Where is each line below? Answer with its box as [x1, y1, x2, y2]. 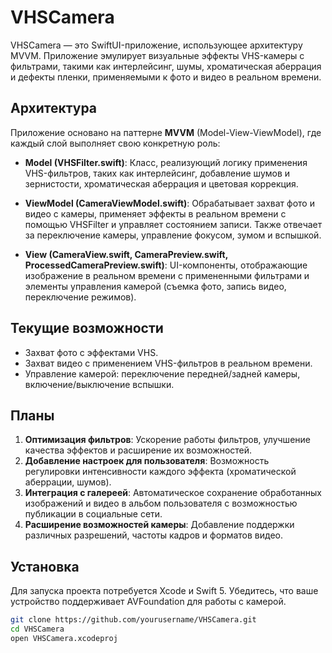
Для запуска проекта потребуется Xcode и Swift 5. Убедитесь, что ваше [10, 585, 319, 597]
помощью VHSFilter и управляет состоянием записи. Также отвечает [24, 218, 323, 230]
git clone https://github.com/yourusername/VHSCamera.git [10, 615, 257, 625]
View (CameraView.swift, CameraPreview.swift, [24, 248, 228, 260]
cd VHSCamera [10, 624, 65, 635]
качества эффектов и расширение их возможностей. [24, 444, 253, 456]
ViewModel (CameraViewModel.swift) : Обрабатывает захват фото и [24, 197, 315, 209]
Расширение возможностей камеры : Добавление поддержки [24, 519, 295, 531]
